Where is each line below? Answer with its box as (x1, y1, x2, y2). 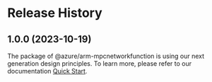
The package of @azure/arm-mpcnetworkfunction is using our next (7, 52, 205, 60)
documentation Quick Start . (7, 67, 88, 75)
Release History (7, 5, 102, 21)
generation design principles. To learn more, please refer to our (7, 59, 192, 68)
